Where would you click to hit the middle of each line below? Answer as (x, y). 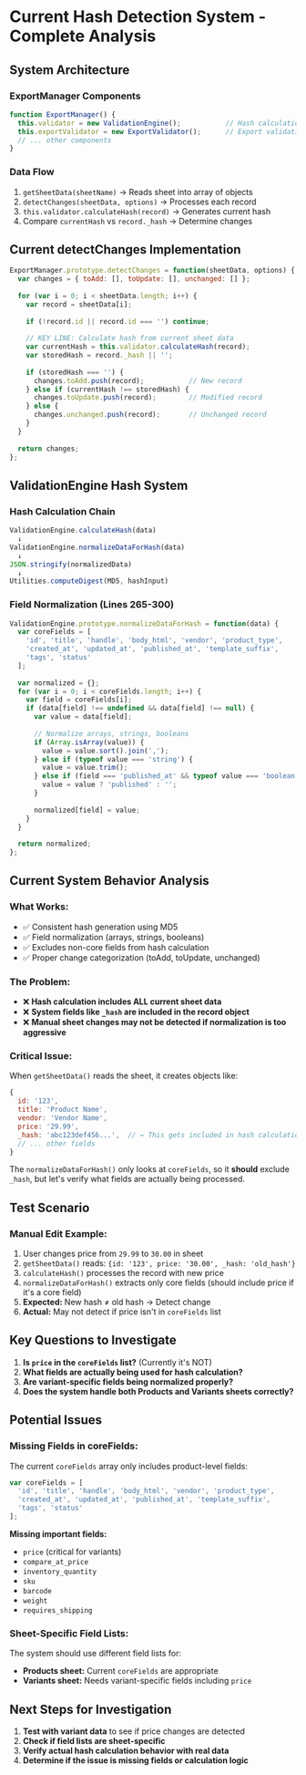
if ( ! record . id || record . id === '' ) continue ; (117, 321)
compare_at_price (56, 1562)
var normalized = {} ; (59, 683)
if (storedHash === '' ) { (75, 372)
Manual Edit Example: (58, 1233)
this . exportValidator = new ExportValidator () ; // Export (140, 131)
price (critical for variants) (72, 1552)
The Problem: (40, 981)
